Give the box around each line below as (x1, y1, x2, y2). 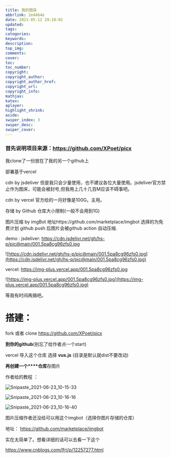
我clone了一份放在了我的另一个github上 (5, 157, 89, 163)
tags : (5, 27, 17, 32)
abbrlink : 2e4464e (5, 12, 45, 17)
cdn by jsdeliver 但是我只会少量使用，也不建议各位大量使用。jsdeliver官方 (5, 179, 162, 186)
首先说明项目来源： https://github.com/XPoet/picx (5, 145, 132, 152)
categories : (5, 31, 31, 36)
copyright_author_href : (5, 79, 56, 84)
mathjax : (5, 94, 24, 99)
